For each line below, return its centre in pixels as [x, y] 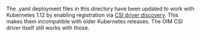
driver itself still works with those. [48, 28]
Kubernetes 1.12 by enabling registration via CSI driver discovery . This [92, 15]
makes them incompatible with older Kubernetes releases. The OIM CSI [95, 21]
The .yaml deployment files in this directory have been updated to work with [100, 9]
